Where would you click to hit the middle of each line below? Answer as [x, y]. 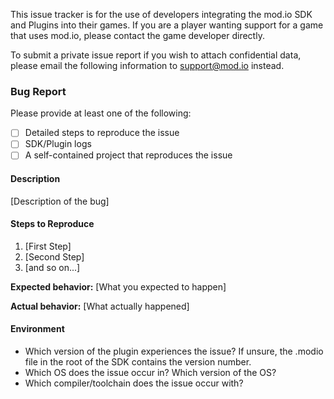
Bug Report [38, 91]
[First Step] [48, 246]
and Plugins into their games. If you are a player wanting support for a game [167, 25]
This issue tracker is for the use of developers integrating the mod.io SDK [161, 14]
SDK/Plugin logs [58, 144]
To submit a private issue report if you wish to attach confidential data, [156, 55]
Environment [37, 329]
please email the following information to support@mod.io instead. [147, 65]
